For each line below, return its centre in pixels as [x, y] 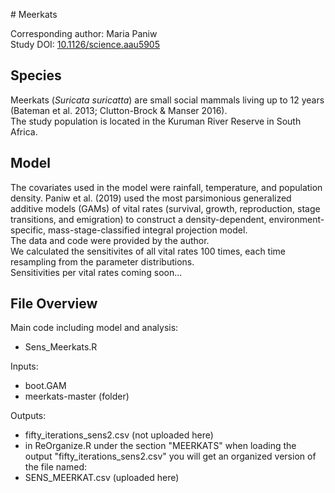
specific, [28, 230]
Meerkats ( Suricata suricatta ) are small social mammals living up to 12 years [167, 100]
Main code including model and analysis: [94, 328]
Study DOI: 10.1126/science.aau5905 [85, 44]
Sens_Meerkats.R [61, 347]
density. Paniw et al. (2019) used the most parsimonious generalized [151, 198]
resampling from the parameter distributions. [102, 261]
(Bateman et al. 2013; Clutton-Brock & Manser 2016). [119, 110]
